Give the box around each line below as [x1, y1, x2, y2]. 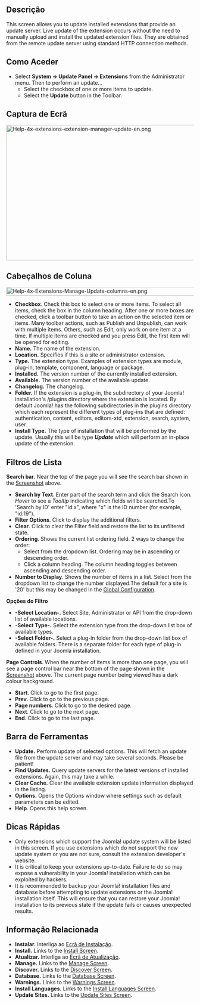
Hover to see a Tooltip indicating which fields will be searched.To [14, 497, 174, 504]
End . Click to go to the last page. [14, 715, 95, 722]
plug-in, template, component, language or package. [14, 364, 145, 371]
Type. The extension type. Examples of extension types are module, [14, 358, 183, 365]
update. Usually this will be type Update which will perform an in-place [14, 433, 189, 441]
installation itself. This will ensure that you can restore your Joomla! [14, 894, 180, 902]
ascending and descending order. [23, 567, 107, 574]
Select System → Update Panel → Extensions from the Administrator [14, 73, 185, 80]
